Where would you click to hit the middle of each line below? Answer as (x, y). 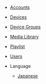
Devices (18, 17)
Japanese (28, 76)
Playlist (17, 47)
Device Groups (25, 27)
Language (20, 66)
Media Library (24, 37)
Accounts (20, 7)
